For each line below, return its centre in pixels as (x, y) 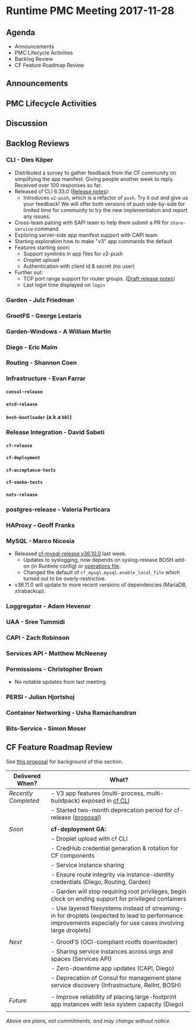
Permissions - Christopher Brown (55, 669)
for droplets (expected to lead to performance (120, 915)
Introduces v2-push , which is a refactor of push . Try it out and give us (106, 197)
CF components (73, 855)
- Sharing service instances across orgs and (112, 951)
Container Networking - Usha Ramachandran (71, 713)
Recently (21, 793)
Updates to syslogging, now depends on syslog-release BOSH (98, 560)
